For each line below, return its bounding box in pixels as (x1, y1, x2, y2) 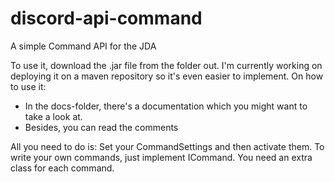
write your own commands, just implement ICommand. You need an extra (10, 151, 313, 163)
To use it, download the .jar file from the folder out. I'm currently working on (10, 59, 323, 71)
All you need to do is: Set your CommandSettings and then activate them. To (10, 140, 325, 152)
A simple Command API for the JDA (10, 40, 157, 52)
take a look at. (24, 110, 83, 122)
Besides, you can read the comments (24, 121, 179, 133)
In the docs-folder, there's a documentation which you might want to (24, 100, 308, 112)
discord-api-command (10, 7, 203, 30)
